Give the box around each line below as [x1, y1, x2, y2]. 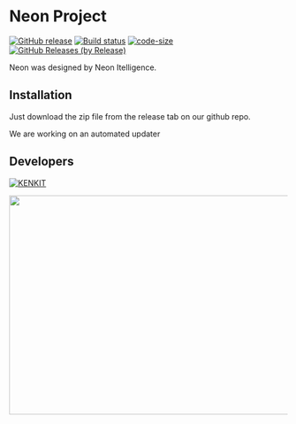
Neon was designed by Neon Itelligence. [9, 62, 157, 73]
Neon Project [9, 6, 108, 27]
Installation [9, 88, 72, 103]
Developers [9, 154, 74, 169]
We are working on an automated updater [9, 128, 161, 139]
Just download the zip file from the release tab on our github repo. [9, 111, 251, 121]
